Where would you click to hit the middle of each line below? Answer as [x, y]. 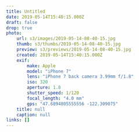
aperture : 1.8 [44, 88]
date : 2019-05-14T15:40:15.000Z [45, 17]
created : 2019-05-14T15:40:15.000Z [60, 55]
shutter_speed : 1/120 [53, 93]
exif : [23, 60]
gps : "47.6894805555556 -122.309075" [72, 104]
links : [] [18, 120]
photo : [14, 33]
